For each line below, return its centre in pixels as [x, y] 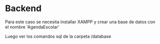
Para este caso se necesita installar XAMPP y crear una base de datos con [80, 22]
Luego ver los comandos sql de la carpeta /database [58, 36]
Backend [23, 8]
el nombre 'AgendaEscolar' [32, 27]
